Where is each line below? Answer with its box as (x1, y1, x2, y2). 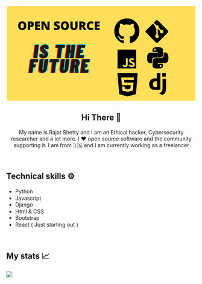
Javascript (14, 194, 42, 202)
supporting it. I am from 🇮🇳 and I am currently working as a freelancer (13, 141, 189, 148)
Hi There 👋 (81, 113, 122, 123)
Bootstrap (14, 214, 40, 221)
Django (14, 200, 33, 208)
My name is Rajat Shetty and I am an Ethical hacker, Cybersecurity (19, 128, 184, 136)
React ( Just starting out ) (14, 221, 78, 228)
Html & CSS (14, 208, 44, 215)
